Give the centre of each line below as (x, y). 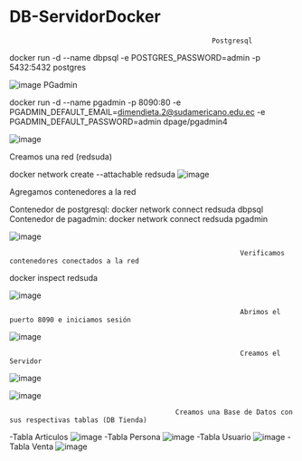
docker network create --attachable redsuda (93, 174)
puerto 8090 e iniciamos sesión (70, 320)
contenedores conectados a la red (75, 261)
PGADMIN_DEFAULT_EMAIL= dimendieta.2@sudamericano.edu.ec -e (137, 111)
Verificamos (262, 253)
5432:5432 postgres (48, 67)
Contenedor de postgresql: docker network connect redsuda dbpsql (137, 209)
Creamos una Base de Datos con (234, 412)
